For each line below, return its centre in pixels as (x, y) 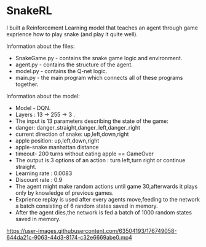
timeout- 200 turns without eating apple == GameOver (84, 154)
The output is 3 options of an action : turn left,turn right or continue (100, 160)
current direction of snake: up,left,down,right (72, 134)
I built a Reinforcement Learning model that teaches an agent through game (102, 28)
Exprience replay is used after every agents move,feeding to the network (108, 199)
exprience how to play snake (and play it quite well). (72, 34)
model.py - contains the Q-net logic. (61, 71)
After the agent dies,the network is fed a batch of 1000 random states (104, 212)
